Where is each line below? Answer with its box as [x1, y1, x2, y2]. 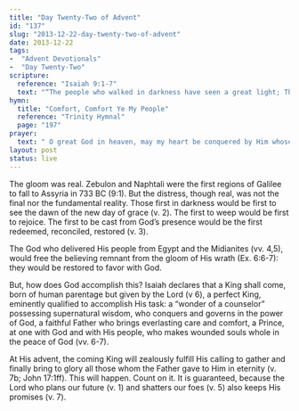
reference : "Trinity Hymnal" [17, 112, 125, 121]
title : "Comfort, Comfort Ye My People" [17, 104, 169, 113]
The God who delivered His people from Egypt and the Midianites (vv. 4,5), [9, 242, 284, 254]
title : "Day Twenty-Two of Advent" [9, 12, 141, 22]
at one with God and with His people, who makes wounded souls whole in [9, 326, 280, 337]
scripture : [9, 71, 50, 80]
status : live [9, 153, 58, 163]
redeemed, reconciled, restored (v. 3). [9, 226, 149, 236]
